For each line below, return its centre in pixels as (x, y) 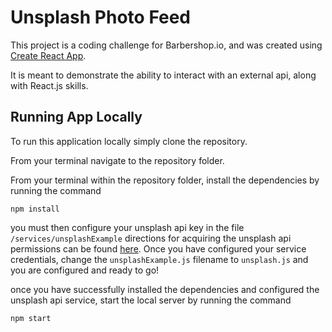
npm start (31, 318)
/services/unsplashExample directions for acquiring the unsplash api (151, 238)
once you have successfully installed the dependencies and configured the (165, 289)
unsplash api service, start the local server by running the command (151, 300)
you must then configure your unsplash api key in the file (127, 227)
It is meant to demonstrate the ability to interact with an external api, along (163, 75)
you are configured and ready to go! (85, 270)
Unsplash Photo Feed (101, 17)
